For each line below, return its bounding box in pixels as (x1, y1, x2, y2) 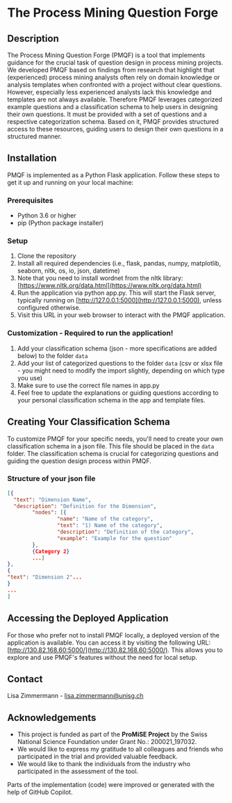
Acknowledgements (7, 711, 97, 724)
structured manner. (7, 132, 63, 140)
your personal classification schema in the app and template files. (17, 396, 206, 404)
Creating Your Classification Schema (7, 416, 170, 428)
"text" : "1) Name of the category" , (56, 522, 163, 529)
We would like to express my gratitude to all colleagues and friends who (17, 745, 224, 754)
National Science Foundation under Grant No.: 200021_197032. (17, 738, 197, 746)
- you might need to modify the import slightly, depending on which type (17, 366, 225, 375)
